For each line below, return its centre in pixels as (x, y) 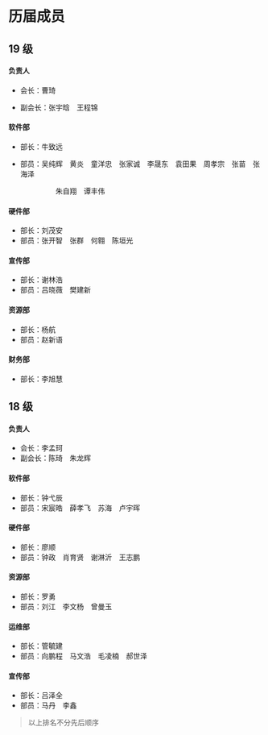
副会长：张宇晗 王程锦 (59, 107)
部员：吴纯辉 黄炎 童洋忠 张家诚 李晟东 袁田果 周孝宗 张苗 (133, 164)
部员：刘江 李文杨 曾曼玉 (66, 606)
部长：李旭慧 (41, 379)
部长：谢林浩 (41, 280)
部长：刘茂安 (41, 230)
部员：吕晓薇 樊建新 (55, 290)
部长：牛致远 (41, 147)
